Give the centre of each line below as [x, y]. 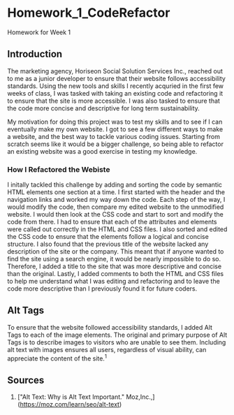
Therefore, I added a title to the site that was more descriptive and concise [115, 266]
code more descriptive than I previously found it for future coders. [102, 289]
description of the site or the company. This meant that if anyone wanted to [116, 252]
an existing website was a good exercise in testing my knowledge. [102, 151]
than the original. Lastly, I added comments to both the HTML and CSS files [116, 274]
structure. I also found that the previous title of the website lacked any [108, 244]
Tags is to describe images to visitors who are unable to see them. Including [117, 342]
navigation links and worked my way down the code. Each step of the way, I [116, 200]
